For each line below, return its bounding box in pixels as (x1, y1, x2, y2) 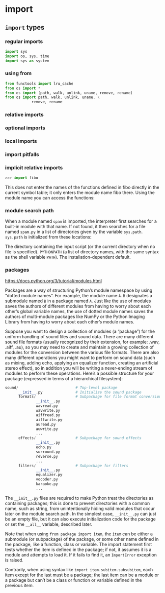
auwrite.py (36, 426, 58, 432)
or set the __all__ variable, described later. (5, 521, 92, 527)
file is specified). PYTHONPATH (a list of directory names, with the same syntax (5, 249, 159, 255)
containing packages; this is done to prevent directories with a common (5, 500, 150, 506)
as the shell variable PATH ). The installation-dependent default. (5, 254, 131, 260)
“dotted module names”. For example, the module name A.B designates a (5, 292, 152, 298)
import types (5, 23, 45, 32)
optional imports (5, 124, 46, 131)
